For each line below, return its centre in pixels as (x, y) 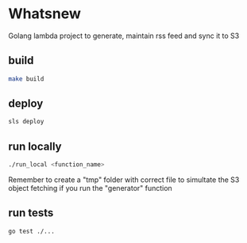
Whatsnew (45, 14)
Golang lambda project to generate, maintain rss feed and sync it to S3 (124, 36)
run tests (31, 213)
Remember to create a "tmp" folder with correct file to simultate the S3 (124, 180)
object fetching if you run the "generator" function (90, 188)
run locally (35, 146)
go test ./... (32, 231)
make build (26, 79)
